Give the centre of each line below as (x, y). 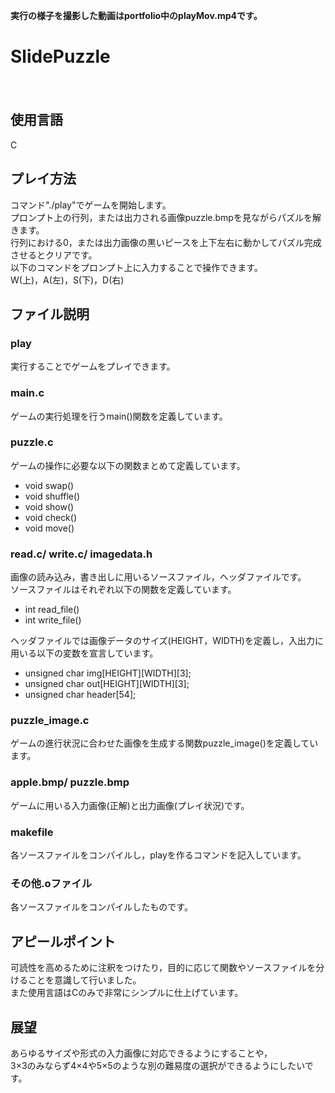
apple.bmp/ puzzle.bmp (70, 782)
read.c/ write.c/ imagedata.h (81, 554)
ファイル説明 (50, 314)
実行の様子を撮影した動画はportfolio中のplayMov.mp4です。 (136, 15)
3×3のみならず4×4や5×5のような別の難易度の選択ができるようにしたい (157, 1065)
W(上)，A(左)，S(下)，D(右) (67, 280)
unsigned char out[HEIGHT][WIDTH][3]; (107, 684)
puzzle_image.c (50, 721)
